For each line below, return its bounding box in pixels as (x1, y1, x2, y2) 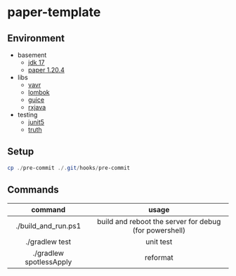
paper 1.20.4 (27, 66, 65, 74)
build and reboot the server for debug (97, 216, 221, 226)
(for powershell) (132, 225, 186, 235)
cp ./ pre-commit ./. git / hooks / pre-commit (7, 164, 131, 171)
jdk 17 (27, 58, 45, 67)
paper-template (7, 4, 101, 20)
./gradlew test (25, 237, 72, 247)
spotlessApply (24, 257, 72, 267)
